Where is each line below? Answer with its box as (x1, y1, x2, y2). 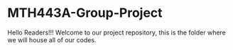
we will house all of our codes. (7, 35, 97, 44)
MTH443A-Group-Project (7, 5, 163, 21)
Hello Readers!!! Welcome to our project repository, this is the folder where (7, 28, 226, 37)
